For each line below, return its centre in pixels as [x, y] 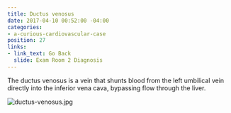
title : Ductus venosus [41, 14]
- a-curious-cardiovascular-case [57, 34]
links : [17, 47]
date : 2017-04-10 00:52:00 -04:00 [58, 21]
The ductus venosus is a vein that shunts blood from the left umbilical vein [116, 80]
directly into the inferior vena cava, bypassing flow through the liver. [107, 88]
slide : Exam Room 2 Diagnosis [58, 60]
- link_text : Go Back [39, 54]
